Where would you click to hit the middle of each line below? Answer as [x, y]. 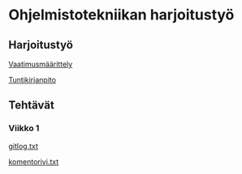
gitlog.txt [24, 146]
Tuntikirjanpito [32, 80]
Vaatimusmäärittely [41, 64]
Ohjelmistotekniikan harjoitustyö [121, 15]
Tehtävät [31, 106]
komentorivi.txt [34, 161]
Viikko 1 [24, 129]
